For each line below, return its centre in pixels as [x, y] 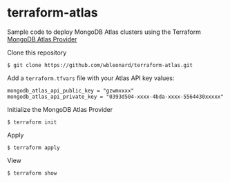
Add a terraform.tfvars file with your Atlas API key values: [91, 78]
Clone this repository [37, 52]
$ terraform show [32, 173]
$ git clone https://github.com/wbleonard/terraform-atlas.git [100, 65]
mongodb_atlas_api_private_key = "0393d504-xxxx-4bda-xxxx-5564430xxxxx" [116, 97]
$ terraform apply [33, 147]
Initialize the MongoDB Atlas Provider [60, 109]
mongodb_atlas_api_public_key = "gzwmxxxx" [71, 90]
